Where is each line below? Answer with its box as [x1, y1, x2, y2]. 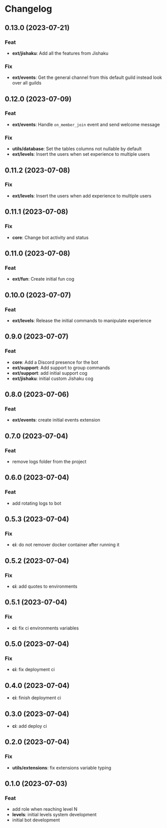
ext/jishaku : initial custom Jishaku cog [12, 375, 93, 381]
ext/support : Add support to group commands [12, 365, 110, 371]
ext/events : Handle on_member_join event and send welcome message [12, 121, 160, 127]
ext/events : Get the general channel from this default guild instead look [12, 74, 162, 80]
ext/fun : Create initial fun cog [12, 276, 75, 282]
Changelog [5, 3, 52, 15]
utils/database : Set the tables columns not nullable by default [12, 146, 142, 152]
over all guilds [12, 80, 42, 86]
